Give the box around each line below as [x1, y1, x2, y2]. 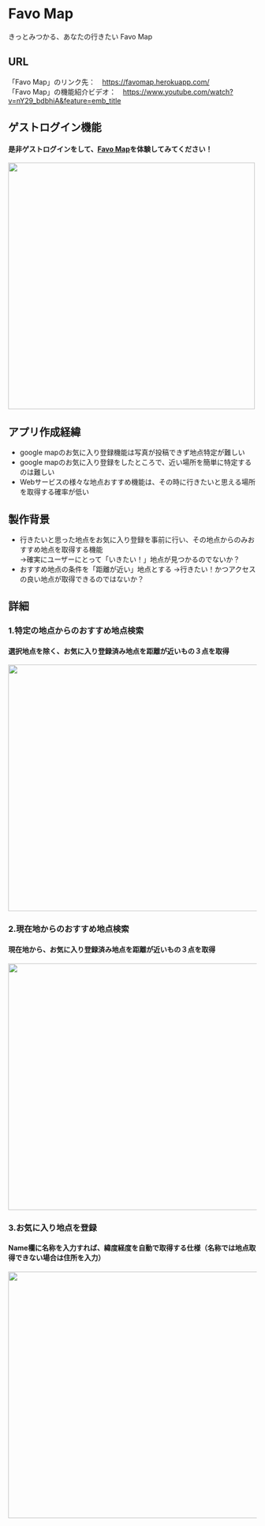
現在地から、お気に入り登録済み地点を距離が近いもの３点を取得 [8, 944, 215, 954]
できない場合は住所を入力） [14, 1253, 105, 1262]
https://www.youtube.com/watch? [122, 87, 234, 96]
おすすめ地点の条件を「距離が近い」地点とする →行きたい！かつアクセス [19, 564, 256, 574]
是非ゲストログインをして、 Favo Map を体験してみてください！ [8, 144, 213, 154]
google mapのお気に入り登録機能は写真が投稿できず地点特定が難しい [19, 447, 245, 458]
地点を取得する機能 [40, 544, 103, 554]
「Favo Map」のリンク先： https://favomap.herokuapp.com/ [8, 77, 211, 87]
